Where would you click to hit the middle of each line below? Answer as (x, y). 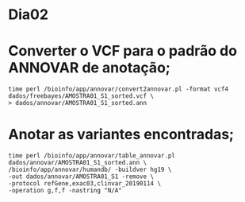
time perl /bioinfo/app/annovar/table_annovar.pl (92, 156)
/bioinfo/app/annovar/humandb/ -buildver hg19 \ (90, 170)
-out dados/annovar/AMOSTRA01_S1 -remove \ (81, 177)
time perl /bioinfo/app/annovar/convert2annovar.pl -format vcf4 (118, 89)
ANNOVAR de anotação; (89, 68)
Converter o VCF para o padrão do (123, 51)
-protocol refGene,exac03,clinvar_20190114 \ (84, 184)
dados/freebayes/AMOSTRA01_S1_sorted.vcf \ (81, 96)
